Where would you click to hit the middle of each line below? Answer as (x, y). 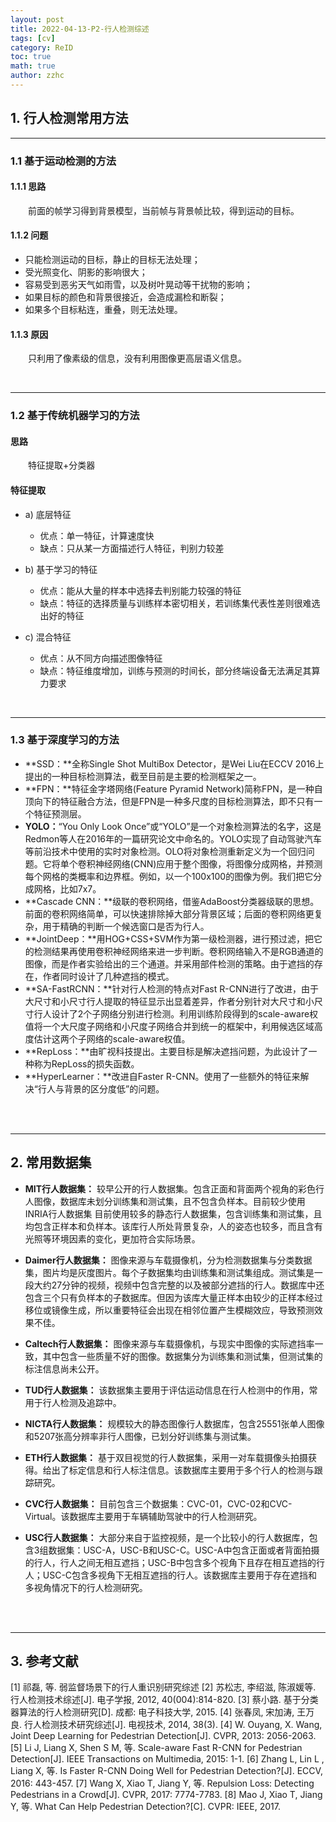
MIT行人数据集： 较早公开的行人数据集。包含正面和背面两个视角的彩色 (170, 1188)
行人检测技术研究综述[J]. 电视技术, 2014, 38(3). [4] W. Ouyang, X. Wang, (173, 1725)
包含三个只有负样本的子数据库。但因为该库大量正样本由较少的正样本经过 (173, 1297)
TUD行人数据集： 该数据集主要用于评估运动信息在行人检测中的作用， (167, 1390)
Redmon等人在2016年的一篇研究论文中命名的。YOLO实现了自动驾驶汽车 (173, 838)
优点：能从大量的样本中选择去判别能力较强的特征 (140, 590)
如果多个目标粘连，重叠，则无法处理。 (103, 310)
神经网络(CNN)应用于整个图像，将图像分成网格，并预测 (208, 863)
